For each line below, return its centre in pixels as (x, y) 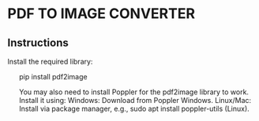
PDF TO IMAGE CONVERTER (101, 14)
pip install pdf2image (53, 77)
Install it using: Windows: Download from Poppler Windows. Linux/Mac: (135, 100)
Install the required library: (50, 61)
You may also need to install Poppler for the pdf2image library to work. (134, 92)
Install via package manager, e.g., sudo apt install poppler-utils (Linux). (134, 108)
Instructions (38, 43)
